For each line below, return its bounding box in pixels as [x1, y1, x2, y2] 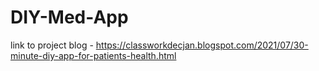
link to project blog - [10, 39, 94, 51]
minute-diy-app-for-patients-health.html [10, 49, 177, 61]
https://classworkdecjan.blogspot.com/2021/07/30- [95, 39, 309, 51]
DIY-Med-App [10, 6, 129, 29]
